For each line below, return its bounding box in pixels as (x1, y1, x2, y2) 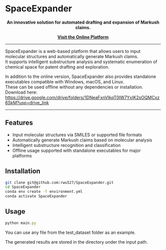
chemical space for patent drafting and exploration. (5, 64, 110, 70)
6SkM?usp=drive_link (5, 100, 49, 106)
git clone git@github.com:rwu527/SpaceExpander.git (5, 180, 114, 185)
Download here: (5, 89, 38, 95)
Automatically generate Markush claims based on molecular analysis (12, 137, 152, 143)
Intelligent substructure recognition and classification (12, 142, 121, 148)
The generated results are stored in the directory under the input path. (5, 239, 148, 245)
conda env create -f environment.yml (5, 189, 83, 194)
